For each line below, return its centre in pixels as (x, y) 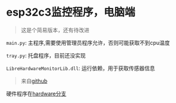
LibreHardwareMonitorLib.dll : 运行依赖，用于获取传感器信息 (81, 68)
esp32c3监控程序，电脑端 (71, 12)
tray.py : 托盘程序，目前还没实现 (46, 55)
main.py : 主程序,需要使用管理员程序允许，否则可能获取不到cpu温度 (88, 43)
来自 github (34, 81)
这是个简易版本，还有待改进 (55, 30)
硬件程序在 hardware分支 (37, 93)
